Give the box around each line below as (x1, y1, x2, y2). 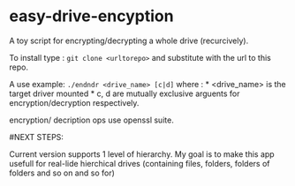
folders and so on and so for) (9, 167, 115, 178)
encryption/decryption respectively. (9, 97, 140, 108)
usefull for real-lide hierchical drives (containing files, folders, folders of (9, 158, 271, 168)
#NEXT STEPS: (9, 131, 64, 142)
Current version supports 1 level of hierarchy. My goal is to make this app (9, 148, 276, 160)
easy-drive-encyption (9, 6, 174, 26)
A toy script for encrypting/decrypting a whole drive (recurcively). (9, 35, 249, 46)
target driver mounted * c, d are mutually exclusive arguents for (9, 88, 240, 99)
